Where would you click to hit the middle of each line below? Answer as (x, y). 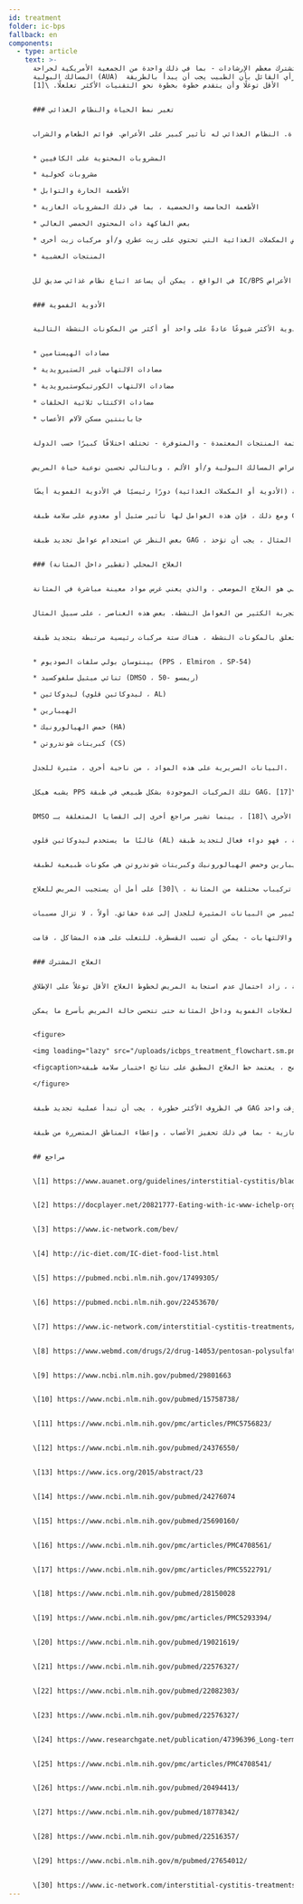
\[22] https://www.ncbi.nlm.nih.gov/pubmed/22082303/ (136, 1691)
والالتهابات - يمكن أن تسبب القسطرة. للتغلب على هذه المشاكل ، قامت (162, 938)
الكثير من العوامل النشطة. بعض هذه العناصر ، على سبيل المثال (152, 613)
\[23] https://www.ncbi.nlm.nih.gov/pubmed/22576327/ (136, 1715)
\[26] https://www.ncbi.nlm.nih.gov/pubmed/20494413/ (136, 1788)
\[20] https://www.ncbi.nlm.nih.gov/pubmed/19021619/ (136, 1643)
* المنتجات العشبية (69, 256)
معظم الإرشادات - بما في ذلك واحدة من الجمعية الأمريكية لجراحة (152, 69)
